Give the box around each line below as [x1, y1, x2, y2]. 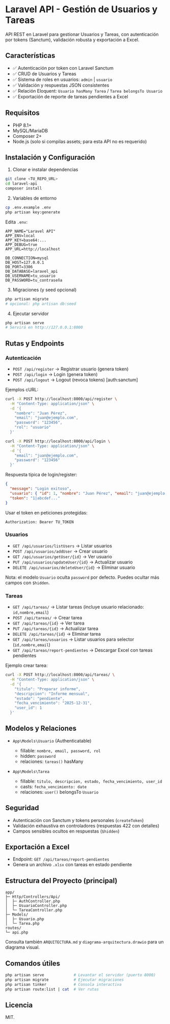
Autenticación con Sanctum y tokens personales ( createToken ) [12, 817, 144, 823]
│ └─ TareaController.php [5, 907, 63, 913]
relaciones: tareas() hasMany [20, 758, 83, 764]
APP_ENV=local [5, 233, 36, 238]
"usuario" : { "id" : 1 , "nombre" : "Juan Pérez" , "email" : [10, 491, 133, 496]
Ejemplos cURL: [5, 386, 39, 392]
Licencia [5, 1001, 33, 1009]
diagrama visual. [5, 944, 40, 950]
